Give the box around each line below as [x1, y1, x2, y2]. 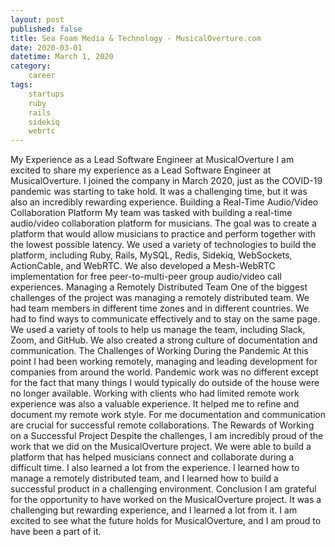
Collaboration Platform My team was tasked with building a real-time [10, 207, 293, 219]
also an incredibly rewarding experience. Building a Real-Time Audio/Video [10, 196, 319, 208]
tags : [10, 80, 33, 90]
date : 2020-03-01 [10, 42, 83, 53]
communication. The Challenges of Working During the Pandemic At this [10, 345, 309, 357]
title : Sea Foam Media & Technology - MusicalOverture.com [10, 33, 262, 43]
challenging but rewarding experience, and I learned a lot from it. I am [10, 504, 298, 516]
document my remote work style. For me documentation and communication [10, 409, 326, 421]
